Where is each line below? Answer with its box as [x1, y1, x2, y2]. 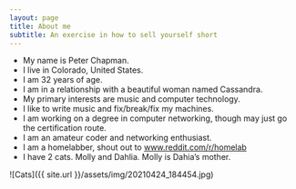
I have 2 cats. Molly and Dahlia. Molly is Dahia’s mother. [22, 152, 231, 163]
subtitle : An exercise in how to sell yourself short [9, 30, 219, 39]
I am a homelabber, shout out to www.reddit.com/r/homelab [22, 142, 248, 153]
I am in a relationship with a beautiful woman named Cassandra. [22, 84, 263, 95]
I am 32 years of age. [22, 75, 103, 85]
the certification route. [22, 123, 107, 134]
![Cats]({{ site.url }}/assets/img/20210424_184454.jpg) [9, 169, 214, 180]
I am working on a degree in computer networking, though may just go [22, 113, 288, 124]
